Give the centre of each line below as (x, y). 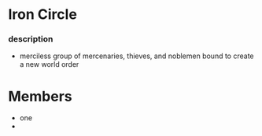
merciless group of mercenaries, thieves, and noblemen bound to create (137, 56)
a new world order (49, 64)
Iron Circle (42, 15)
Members (40, 96)
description (31, 39)
